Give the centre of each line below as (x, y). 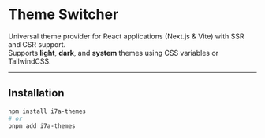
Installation (36, 93)
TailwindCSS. (30, 61)
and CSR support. (37, 44)
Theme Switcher (63, 15)
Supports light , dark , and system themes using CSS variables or (114, 53)
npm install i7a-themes (47, 111)
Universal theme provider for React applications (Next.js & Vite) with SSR (126, 36)
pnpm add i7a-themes (42, 126)
